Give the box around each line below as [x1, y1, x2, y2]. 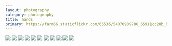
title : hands [5, 17, 33, 22]
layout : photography [5, 7, 50, 13]
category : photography [5, 12, 54, 17]
